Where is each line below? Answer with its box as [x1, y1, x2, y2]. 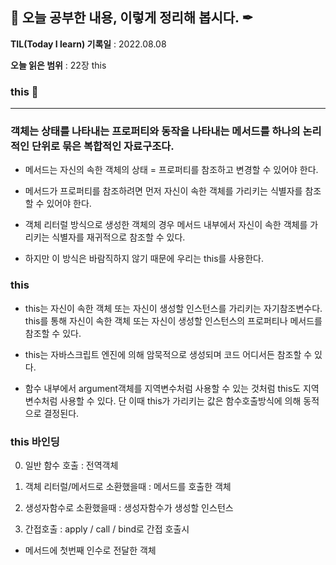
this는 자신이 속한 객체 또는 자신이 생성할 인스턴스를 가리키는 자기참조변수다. [24, 302, 323, 314]
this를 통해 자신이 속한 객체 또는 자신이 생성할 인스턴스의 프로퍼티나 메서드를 [24, 314, 323, 327]
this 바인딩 [10, 434, 60, 448]
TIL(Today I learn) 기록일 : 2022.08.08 [10, 38, 167, 50]
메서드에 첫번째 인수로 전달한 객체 [24, 544, 157, 556]
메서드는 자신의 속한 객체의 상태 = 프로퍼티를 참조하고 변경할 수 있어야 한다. [24, 164, 319, 176]
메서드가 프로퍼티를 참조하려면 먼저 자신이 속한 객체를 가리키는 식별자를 [24, 185, 303, 197]
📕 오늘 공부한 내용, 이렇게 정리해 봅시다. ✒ [10, 9, 254, 27]
